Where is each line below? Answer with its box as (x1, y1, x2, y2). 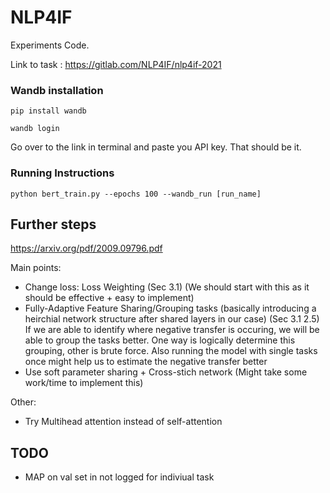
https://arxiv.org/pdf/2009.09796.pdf (10, 242, 163, 255)
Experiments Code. (10, 39, 90, 51)
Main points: (10, 262, 62, 274)
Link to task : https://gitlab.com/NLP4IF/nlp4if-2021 (10, 58, 222, 70)
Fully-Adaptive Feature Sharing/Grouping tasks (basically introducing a (24, 302, 317, 315)
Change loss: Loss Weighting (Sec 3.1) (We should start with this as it (24, 281, 310, 293)
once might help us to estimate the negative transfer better (24, 356, 268, 368)
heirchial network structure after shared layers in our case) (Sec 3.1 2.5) (24, 313, 320, 325)
